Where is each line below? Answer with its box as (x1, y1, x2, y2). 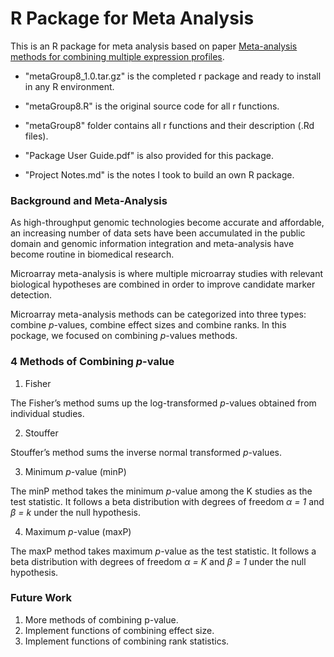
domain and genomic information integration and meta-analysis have (10, 238, 295, 250)
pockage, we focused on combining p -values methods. (10, 330, 238, 342)
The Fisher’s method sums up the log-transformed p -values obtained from (10, 397, 317, 409)
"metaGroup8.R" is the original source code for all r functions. (24, 100, 280, 112)
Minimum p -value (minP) (24, 465, 127, 477)
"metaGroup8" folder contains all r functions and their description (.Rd (24, 119, 315, 131)
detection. (10, 289, 53, 301)
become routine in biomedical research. (10, 248, 175, 261)
